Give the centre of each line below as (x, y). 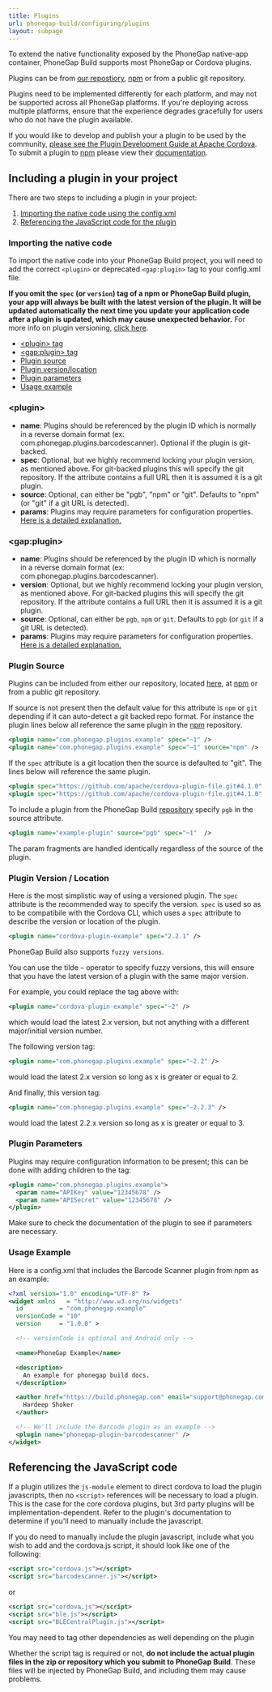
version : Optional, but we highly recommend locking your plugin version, (142, 585)
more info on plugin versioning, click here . (79, 328)
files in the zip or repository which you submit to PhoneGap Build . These (132, 1661)
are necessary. (33, 1232)
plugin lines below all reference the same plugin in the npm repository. (125, 725)
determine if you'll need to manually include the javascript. (106, 1521)
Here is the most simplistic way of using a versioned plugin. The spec (123, 895)
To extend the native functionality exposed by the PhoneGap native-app (128, 54)
